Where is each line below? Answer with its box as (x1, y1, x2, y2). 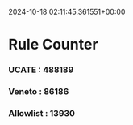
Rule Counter (8, 36, 98, 54)
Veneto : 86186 (8, 86, 69, 97)
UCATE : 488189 (8, 64, 74, 75)
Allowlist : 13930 (8, 107, 75, 119)
